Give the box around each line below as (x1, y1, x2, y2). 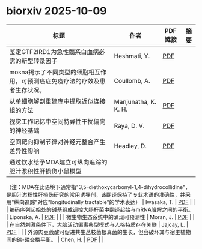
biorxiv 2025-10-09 (6, 4, 107, 18)
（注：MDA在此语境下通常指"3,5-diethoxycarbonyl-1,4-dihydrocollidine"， (6, 183, 191, 190)
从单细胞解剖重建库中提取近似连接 (9, 97, 106, 106)
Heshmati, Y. (114, 52, 150, 60)
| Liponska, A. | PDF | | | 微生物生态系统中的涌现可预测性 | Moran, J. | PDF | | (6, 213, 195, 220)
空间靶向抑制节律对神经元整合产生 (9, 137, 106, 146)
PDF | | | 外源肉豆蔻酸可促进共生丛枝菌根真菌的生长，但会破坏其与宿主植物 (6, 228, 191, 235)
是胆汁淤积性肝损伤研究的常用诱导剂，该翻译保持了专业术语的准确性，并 (6, 191, 185, 198)
